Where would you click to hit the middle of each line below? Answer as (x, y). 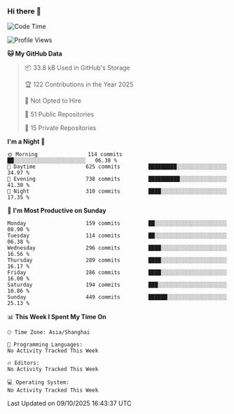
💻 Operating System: (39, 382)
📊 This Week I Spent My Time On (57, 317)
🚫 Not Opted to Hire (53, 101)
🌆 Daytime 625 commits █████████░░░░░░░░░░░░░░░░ (117, 167)
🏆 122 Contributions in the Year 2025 (79, 84)
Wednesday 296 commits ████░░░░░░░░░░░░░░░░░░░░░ (117, 248)
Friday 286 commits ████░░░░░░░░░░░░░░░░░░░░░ (117, 273)
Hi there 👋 (25, 11)
